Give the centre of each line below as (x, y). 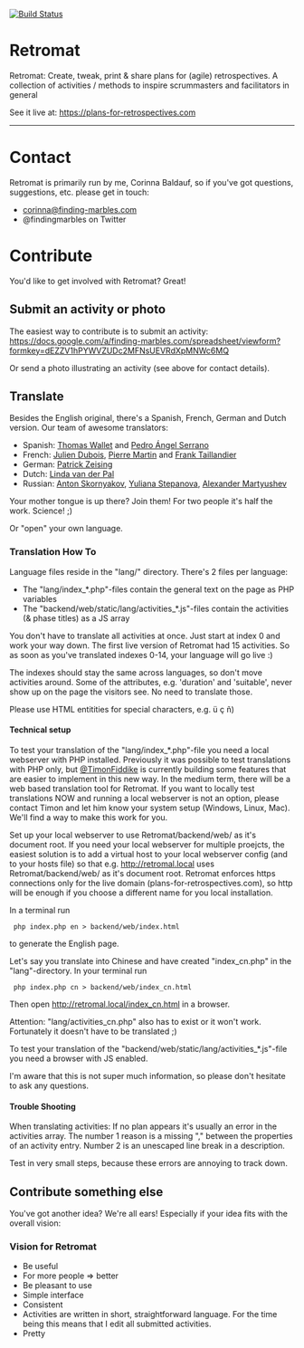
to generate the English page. (64, 943)
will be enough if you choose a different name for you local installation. (141, 893)
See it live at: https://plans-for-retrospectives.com (103, 112)
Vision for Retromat (53, 1247)
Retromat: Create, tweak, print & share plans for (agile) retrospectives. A (144, 75)
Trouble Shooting (43, 1106)
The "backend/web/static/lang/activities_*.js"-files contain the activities (156, 608)
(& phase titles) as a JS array (76, 618)
